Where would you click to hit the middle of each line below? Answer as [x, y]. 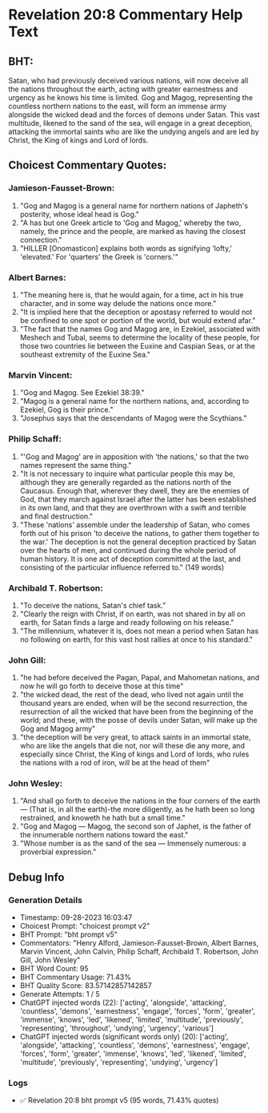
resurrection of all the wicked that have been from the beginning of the [136, 712]
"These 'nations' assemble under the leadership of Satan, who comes [135, 524]
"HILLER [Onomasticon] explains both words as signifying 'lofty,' [126, 248]
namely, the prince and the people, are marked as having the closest [133, 231]
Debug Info [36, 877]
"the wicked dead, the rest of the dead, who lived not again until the [132, 695]
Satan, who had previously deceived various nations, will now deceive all [128, 81]
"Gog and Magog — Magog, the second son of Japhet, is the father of [136, 826]
